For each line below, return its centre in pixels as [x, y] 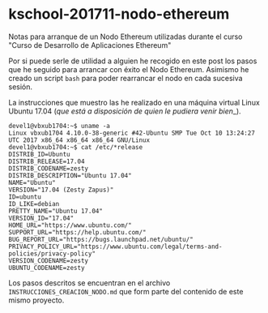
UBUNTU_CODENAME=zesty [47, 268]
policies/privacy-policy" [52, 253]
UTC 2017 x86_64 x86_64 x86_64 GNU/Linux [79, 140]
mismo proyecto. [36, 300]
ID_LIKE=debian [34, 204]
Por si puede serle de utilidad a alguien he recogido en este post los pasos [133, 61]
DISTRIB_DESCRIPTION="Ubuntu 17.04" [70, 175]
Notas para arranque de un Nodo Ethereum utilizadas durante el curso [125, 36]
